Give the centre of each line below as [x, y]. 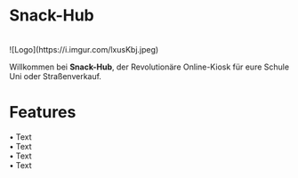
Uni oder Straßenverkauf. [56, 76]
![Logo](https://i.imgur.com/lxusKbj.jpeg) [84, 49]
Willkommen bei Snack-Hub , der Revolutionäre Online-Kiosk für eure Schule [149, 67]
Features [43, 113]
